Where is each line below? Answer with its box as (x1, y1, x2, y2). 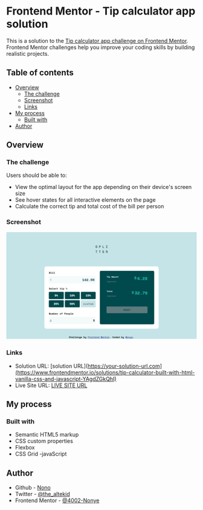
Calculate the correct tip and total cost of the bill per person (14, 203, 164, 210)
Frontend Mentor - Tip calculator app (6, 4, 196, 18)
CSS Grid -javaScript (14, 450, 67, 458)
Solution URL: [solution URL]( (14, 362, 88, 369)
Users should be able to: (6, 171, 68, 179)
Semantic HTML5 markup (14, 431, 79, 439)
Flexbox (14, 444, 35, 451)
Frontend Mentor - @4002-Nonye (14, 497, 100, 504)
